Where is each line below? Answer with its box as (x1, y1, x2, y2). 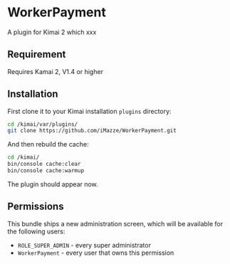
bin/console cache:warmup (7, 167, 84, 174)
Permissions (7, 201, 64, 213)
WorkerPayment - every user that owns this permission (17, 248, 174, 257)
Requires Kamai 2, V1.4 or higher (7, 67, 103, 75)
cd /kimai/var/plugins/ (7, 120, 78, 128)
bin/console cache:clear (7, 161, 81, 168)
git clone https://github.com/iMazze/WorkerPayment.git (7, 127, 177, 134)
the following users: (7, 227, 66, 236)
